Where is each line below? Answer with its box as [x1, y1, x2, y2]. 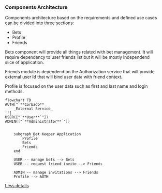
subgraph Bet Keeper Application [14, 132, 81, 137]
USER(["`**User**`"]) [5, 115, 49, 120]
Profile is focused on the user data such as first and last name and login [5, 83, 148, 89]
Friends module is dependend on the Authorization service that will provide [5, 69, 155, 75]
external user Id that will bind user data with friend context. [5, 74, 123, 80]
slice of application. [5, 60, 44, 65]
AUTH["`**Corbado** [5, 102, 44, 107]
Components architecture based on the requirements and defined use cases [5, 15, 157, 21]
